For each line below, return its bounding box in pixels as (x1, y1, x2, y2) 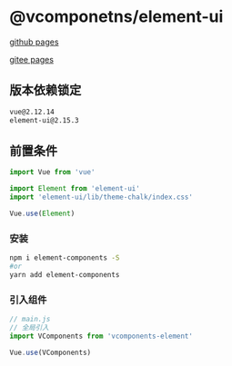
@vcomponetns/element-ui (9, 6, 224, 27)
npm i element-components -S (9, 253, 120, 262)
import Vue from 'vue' (9, 168, 96, 177)
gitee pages (9, 54, 55, 64)
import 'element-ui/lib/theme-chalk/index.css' (9, 193, 194, 202)
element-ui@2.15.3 (9, 115, 79, 124)
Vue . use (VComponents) (9, 348, 92, 357)
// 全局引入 (9, 322, 50, 332)
